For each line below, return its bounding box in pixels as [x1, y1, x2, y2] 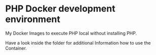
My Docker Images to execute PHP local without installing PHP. [5, 30, 137, 36]
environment [5, 13, 61, 25]
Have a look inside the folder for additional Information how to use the [5, 39, 151, 45]
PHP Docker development [5, 3, 115, 14]
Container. [5, 45, 27, 51]
